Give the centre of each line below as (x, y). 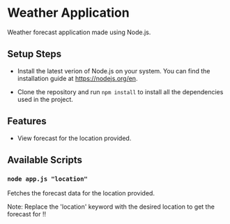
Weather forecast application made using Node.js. (79, 32)
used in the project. (45, 99)
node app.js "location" (48, 179)
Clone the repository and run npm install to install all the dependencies (120, 91)
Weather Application (69, 13)
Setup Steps (34, 54)
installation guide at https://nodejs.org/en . (77, 78)
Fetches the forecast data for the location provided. (81, 193)
